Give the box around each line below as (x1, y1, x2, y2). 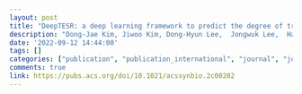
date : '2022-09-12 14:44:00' (9, 38, 119, 47)
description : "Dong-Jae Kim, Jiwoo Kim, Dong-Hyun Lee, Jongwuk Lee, (9, 30, 280, 38)
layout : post (9, 13, 58, 22)
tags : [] (9, 47, 42, 56)
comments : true (9, 64, 67, 73)
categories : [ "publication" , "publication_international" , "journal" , (9, 55, 280, 64)
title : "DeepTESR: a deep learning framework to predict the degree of (9, 21, 283, 30)
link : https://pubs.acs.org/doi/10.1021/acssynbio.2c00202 (9, 72, 235, 81)
